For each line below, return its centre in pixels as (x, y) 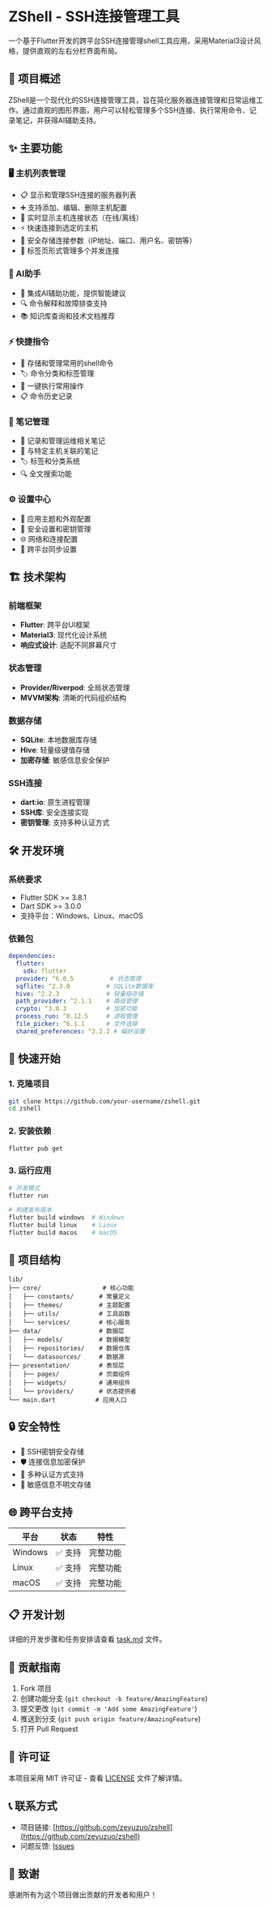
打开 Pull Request (49, 1729)
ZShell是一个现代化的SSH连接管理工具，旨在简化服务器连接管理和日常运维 (132, 100)
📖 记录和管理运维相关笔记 (62, 441)
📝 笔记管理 (29, 421)
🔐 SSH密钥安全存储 (52, 1451)
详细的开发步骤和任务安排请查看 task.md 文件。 (88, 1639)
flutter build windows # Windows (67, 1218)
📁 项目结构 (34, 1260)
